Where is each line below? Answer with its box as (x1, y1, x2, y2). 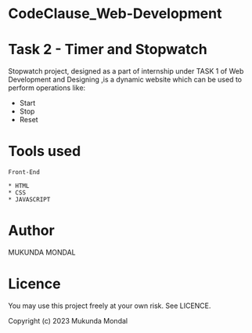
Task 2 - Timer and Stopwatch (8, 41, 207, 59)
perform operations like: (8, 83, 86, 92)
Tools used (8, 143, 81, 161)
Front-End (8, 168, 41, 176)
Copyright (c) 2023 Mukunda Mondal (8, 316, 128, 325)
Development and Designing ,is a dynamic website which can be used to (8, 75, 243, 85)
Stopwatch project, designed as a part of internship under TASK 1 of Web (8, 67, 244, 76)
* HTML (8, 182, 30, 190)
